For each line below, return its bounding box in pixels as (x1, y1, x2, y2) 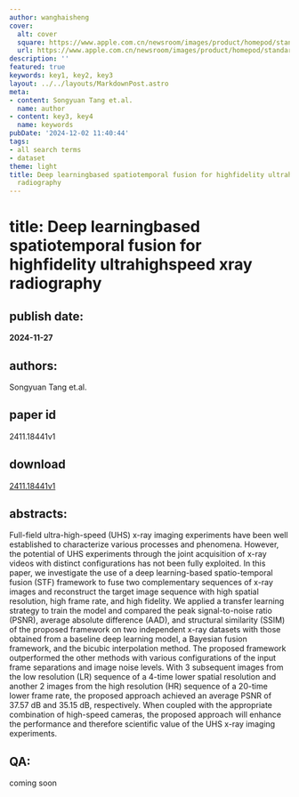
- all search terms (9, 145, 82, 154)
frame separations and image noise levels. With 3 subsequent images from (9, 662, 284, 672)
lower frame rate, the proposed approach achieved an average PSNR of (9, 690, 272, 701)
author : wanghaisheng (9, 12, 90, 22)
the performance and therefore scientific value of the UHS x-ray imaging (9, 719, 276, 729)
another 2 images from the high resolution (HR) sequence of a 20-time (9, 681, 269, 692)
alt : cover (17, 29, 58, 38)
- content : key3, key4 (9, 112, 93, 121)
